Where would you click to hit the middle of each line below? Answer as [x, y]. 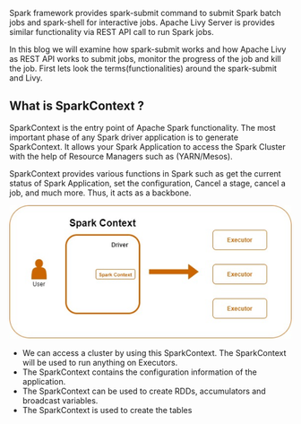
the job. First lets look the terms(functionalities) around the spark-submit [143, 68]
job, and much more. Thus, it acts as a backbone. [100, 193]
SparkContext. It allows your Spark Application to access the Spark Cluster [148, 146]
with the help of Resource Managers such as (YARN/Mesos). [121, 156]
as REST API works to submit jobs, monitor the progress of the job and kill [145, 59]
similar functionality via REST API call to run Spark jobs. [112, 32]
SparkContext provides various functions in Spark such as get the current [145, 173]
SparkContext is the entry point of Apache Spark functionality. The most [142, 127]
